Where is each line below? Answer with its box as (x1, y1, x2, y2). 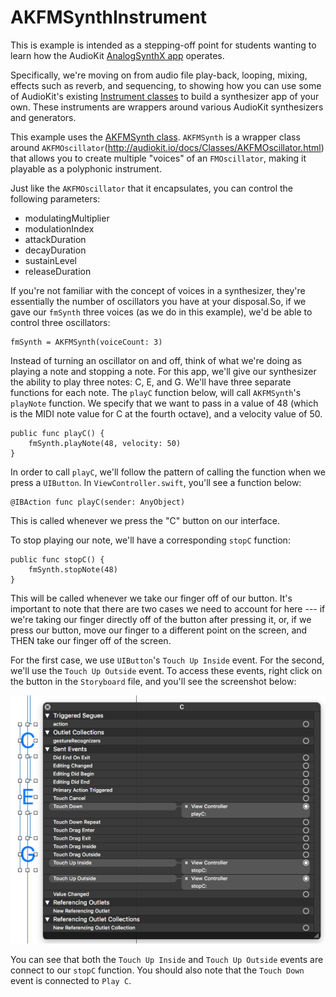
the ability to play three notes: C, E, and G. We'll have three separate (10, 376, 292, 388)
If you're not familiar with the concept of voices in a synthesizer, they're (10, 284, 306, 296)
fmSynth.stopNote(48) (28, 564, 118, 575)
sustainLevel (24, 254, 77, 266)
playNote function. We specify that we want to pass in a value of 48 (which (10, 397, 319, 409)
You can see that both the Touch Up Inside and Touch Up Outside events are (10, 953, 324, 965)
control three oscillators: (10, 316, 111, 328)
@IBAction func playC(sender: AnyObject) (10, 497, 186, 507)
